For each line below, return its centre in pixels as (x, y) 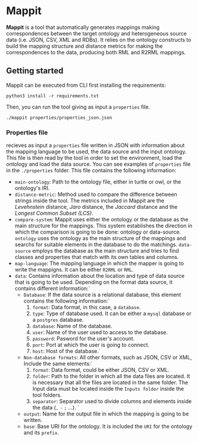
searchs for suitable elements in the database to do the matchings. (96, 245)
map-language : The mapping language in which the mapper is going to (99, 263)
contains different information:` (52, 289)
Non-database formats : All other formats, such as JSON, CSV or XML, (108, 358)
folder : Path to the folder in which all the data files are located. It (111, 376)
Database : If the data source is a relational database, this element (102, 295)
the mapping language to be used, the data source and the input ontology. (96, 152)
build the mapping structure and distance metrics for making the (85, 46)
